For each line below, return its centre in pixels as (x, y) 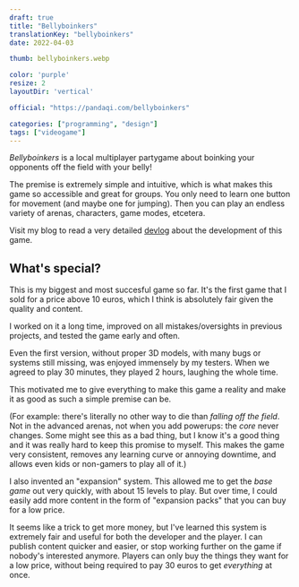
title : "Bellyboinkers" (54, 26)
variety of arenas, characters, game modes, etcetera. (107, 213)
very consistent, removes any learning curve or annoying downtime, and (143, 454)
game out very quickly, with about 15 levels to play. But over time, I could (143, 491)
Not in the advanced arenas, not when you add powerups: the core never (144, 426)
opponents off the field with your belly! (81, 168)
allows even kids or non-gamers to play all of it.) (98, 464)
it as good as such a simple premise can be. (90, 399)
